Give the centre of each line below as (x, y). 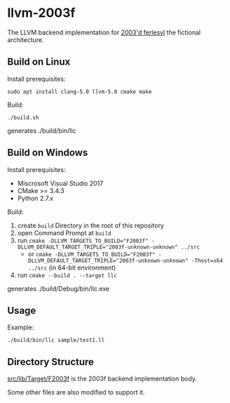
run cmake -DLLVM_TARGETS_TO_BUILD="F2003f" (83, 240)
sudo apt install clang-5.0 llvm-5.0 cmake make (80, 92)
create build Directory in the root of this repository (91, 225)
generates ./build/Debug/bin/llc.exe (59, 289)
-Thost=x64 (207, 260)
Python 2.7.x (35, 198)
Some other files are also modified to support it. (76, 392)
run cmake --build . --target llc (67, 275)
